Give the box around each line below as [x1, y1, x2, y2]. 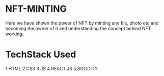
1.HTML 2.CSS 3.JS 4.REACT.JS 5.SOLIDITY [5, 65, 98, 71]
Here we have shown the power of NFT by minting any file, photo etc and [5, 20, 159, 26]
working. [5, 31, 24, 37]
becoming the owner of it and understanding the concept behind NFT [5, 25, 151, 31]
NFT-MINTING [5, 3, 67, 15]
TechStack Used [5, 49, 76, 60]
